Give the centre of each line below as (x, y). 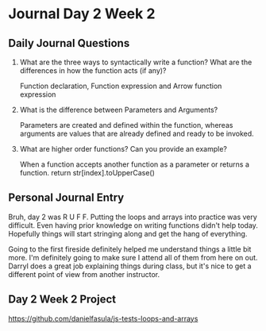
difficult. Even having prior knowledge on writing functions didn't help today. (133, 225)
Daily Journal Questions (69, 43)
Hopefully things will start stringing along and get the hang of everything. (128, 233)
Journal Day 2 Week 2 (82, 14)
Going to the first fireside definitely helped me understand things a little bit (130, 249)
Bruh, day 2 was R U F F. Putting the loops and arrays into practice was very (133, 217)
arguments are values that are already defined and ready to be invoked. (137, 133)
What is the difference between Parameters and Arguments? (119, 110)
